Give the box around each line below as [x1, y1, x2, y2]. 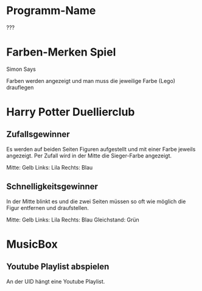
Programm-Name [6, 4, 96, 18]
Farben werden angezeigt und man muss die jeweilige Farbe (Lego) [6, 77, 175, 84]
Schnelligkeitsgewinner [6, 181, 99, 192]
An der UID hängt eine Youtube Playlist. [6, 278, 105, 285]
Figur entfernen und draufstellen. [6, 204, 89, 211]
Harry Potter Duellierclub [6, 105, 135, 119]
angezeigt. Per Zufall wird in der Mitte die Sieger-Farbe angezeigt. [6, 152, 172, 159]
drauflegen [6, 84, 34, 91]
